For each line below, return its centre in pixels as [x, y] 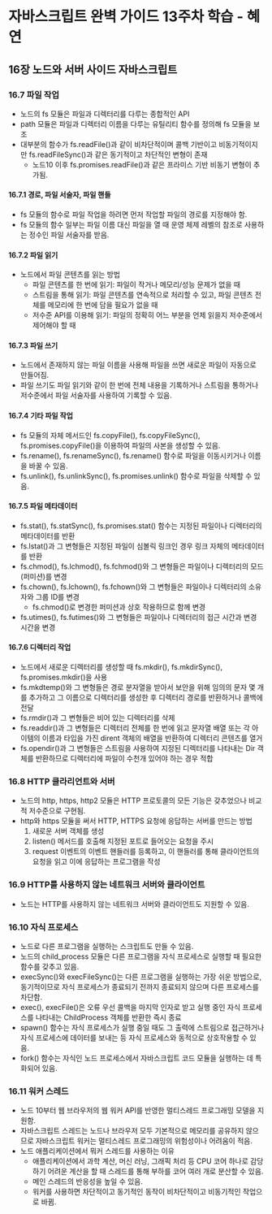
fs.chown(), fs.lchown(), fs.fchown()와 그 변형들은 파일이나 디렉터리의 [133, 587]
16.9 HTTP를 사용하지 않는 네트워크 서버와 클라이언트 [107, 885]
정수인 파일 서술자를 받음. [69, 235]
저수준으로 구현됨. [57, 811]
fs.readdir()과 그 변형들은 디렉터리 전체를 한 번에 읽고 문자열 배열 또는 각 [135, 728]
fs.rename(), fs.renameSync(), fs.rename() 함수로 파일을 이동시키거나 [133, 455]
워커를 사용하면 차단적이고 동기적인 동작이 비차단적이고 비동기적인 [136, 1192]
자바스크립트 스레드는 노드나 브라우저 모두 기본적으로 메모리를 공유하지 [132, 1131]
